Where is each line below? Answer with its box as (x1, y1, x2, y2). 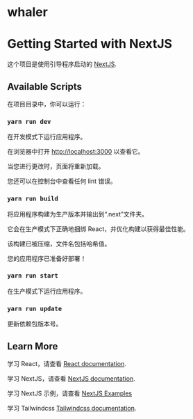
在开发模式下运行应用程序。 (7, 133, 87, 141)
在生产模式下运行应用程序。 (7, 287, 87, 295)
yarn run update (7, 304, 62, 313)
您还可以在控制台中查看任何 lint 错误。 (7, 177, 117, 185)
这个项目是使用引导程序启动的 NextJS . (7, 60, 117, 68)
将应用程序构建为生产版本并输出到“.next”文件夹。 (7, 209, 148, 218)
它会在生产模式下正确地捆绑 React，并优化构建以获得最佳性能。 (7, 224, 190, 233)
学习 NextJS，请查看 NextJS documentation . (7, 374, 135, 383)
